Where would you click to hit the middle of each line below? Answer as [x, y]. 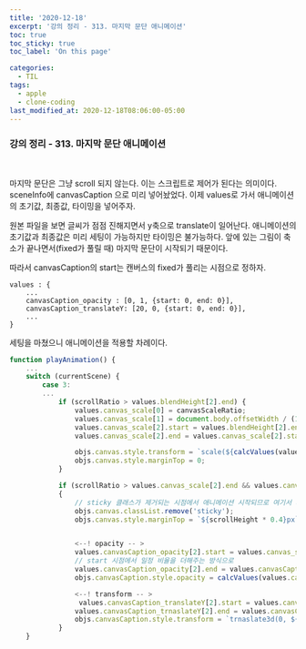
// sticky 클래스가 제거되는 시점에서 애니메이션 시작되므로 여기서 [183, 502]
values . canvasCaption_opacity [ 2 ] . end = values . [166, 570]
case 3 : [56, 385]
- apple [32, 93]
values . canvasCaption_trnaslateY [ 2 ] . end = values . [173, 611]
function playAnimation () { [63, 360]
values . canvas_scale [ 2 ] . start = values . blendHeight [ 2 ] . [183, 427]
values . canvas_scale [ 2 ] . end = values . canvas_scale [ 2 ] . [180, 436]
